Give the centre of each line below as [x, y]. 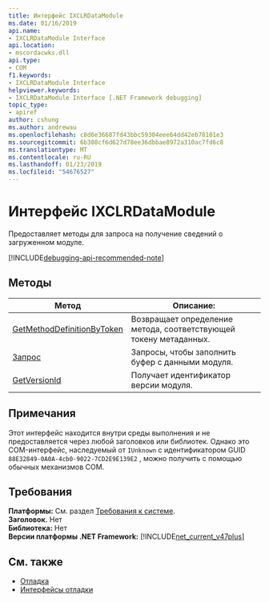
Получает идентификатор [181, 375]
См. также [36, 562]
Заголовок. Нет [35, 520]
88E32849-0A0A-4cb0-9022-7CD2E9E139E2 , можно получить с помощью [125, 458]
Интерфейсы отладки [56, 590]
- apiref [23, 113]
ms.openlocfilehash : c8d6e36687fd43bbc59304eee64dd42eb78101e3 [116, 134]
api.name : [25, 30]
